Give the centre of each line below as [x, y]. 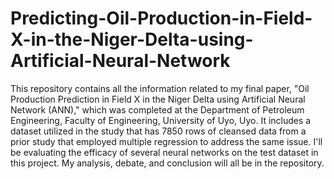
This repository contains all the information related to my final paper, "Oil [160, 88]
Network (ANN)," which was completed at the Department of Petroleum [157, 109]
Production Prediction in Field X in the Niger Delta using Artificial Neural [158, 99]
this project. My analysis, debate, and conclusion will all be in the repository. [167, 163]
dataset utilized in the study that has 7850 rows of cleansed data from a [158, 131]
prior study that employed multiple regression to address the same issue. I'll [166, 141]
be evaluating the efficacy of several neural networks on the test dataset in [164, 152]
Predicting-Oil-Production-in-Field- [161, 18]
